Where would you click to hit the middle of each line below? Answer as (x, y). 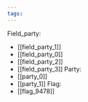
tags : (15, 14)
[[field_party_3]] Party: (49, 69)
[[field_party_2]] (40, 61)
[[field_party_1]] (39, 46)
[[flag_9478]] (36, 91)
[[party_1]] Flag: (39, 83)
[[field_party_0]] (40, 54)
